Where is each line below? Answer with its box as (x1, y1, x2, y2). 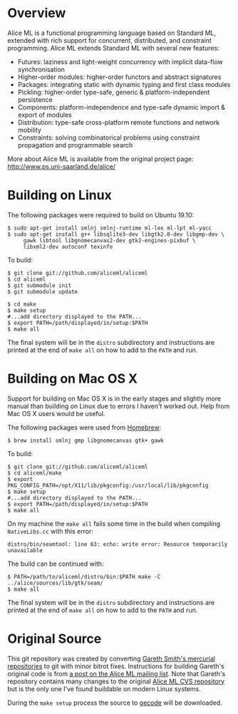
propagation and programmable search (17, 140, 133, 149)
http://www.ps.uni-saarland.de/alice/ (7, 162, 116, 170)
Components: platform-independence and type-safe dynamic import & (17, 103, 226, 111)
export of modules (17, 110, 73, 119)
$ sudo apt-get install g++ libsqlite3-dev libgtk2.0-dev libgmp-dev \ (7, 230, 224, 238)
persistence (17, 95, 53, 104)
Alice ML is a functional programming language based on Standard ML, (7, 29, 217, 37)
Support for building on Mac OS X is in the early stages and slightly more (7, 394, 222, 403)
